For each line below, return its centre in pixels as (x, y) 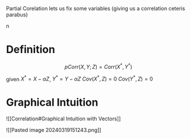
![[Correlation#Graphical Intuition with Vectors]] (64, 119)
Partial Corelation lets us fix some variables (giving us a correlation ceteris (96, 8)
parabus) (17, 15)
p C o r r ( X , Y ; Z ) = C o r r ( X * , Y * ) (98, 66)
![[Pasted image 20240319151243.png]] (54, 130)
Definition (31, 50)
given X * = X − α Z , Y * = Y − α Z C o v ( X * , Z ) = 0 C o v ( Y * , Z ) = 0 (80, 78)
